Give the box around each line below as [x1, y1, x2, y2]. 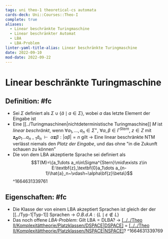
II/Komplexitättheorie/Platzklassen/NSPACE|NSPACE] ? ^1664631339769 [12, 228, 163, 234]
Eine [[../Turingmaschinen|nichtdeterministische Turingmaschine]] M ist [12, 121, 162, 127]
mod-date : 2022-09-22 [5, 54, 51, 60]
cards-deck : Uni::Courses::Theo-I [5, 12, 79, 17]
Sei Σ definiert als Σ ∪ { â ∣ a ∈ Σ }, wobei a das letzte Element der [12, 110, 151, 116]
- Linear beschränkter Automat [10, 31, 76, 36]
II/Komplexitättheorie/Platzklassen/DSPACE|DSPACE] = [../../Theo [12, 222, 150, 229]
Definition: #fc [5, 97, 52, 105]
